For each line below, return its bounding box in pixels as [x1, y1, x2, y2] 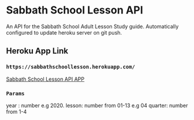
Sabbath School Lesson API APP [6, 76, 85, 83]
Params [6, 90, 25, 97]
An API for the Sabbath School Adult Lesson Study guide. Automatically [6, 23, 179, 30]
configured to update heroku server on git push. [6, 29, 122, 36]
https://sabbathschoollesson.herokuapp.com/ [6, 64, 135, 70]
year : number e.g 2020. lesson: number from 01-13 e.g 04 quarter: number [6, 102, 188, 109]
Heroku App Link [6, 46, 69, 56]
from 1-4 [6, 108, 27, 115]
